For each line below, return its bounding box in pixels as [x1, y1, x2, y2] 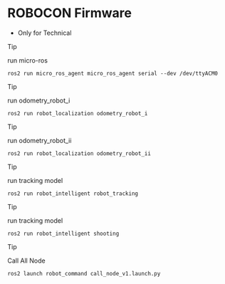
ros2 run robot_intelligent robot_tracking [7, 190, 139, 197]
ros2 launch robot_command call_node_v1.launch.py [7, 270, 161, 277]
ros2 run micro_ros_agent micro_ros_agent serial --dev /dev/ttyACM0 [7, 70, 219, 77]
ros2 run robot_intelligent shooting [7, 230, 120, 237]
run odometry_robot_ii [7, 136, 72, 144]
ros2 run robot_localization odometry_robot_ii [7, 149, 152, 157]
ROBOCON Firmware [7, 5, 132, 21]
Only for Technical [17, 28, 72, 37]
